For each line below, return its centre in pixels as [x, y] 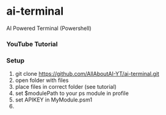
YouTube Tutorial [32, 44]
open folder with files [42, 80]
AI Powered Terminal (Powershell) [49, 28]
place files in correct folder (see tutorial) [66, 87]
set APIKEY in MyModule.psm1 [54, 100]
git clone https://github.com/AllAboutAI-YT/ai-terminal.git [87, 74]
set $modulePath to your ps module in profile [72, 94]
